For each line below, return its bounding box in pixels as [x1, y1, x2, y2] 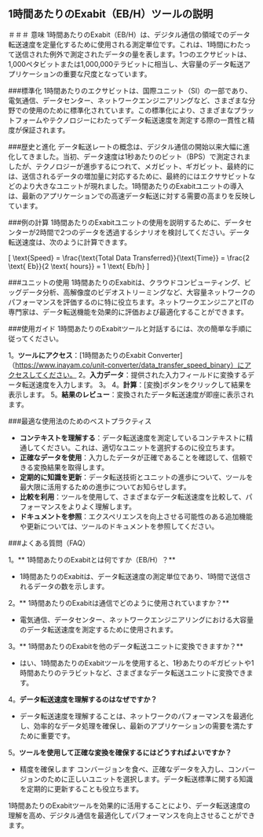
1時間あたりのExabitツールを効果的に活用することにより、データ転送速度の [8, 801, 251, 810]
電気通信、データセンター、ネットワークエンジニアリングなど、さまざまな [8, 95, 249, 105]
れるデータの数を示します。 [19, 581, 109, 591]
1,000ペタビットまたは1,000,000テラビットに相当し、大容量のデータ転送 [8, 59, 244, 68]
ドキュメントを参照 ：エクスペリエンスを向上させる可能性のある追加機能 [19, 511, 254, 521]
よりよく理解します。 [68, 502, 136, 511]
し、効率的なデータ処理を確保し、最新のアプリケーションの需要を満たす [19, 721, 254, 730]
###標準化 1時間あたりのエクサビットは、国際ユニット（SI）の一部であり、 [8, 86, 253, 95]
